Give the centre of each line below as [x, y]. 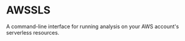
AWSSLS [28, 10]
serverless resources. [33, 32]
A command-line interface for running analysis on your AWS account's [93, 26]
